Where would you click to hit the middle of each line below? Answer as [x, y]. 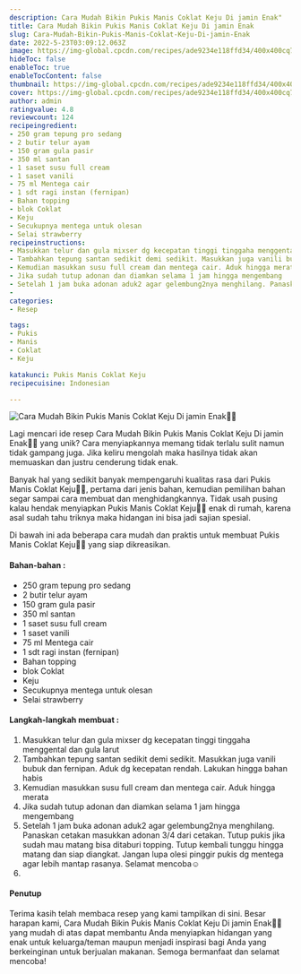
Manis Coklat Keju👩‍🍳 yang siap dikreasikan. [90, 545]
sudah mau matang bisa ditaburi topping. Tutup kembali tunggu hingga [153, 844]
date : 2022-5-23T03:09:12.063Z [68, 43]
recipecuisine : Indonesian [60, 383]
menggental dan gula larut [71, 749]
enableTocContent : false [56, 76]
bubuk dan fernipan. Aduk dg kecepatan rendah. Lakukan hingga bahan [155, 768]
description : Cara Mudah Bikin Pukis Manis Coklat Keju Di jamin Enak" [146, 17]
